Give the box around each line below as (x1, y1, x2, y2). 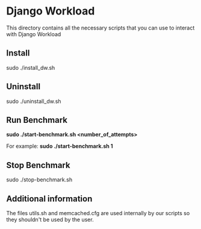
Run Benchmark (6, 114, 68, 125)
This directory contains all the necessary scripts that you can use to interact (6, 24, 195, 31)
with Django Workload (6, 30, 61, 37)
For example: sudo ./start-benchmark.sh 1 (6, 143, 113, 150)
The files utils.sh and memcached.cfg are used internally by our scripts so (6, 210, 190, 216)
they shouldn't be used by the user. (6, 216, 94, 223)
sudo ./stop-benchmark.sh (6, 176, 73, 183)
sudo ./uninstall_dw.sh (6, 98, 61, 105)
